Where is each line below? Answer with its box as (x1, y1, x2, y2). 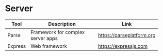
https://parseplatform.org (98, 32, 156, 38)
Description (48, 20, 76, 27)
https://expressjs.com (98, 42, 148, 49)
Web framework (31, 42, 67, 49)
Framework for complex (31, 29, 85, 36)
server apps (31, 35, 58, 41)
